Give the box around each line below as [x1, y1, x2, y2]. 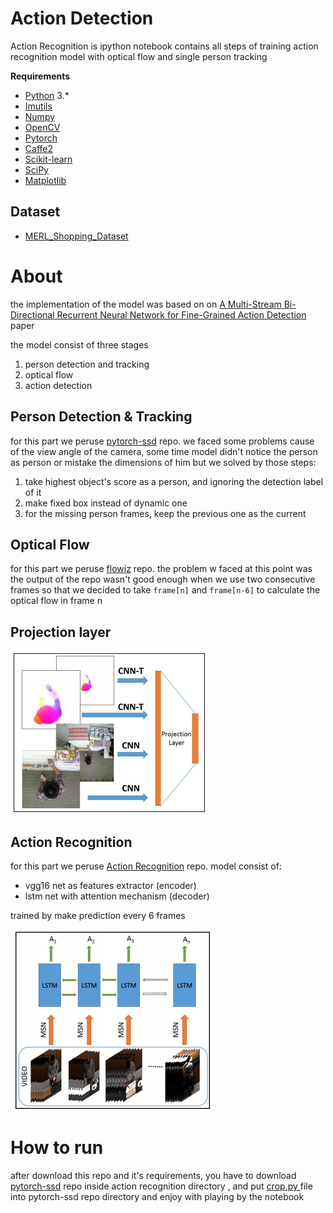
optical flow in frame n [10, 595, 103, 607]
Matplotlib [24, 174, 67, 186]
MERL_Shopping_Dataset [24, 230, 129, 242]
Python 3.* [24, 89, 70, 101]
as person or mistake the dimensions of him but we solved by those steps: [10, 456, 317, 468]
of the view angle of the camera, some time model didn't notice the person [10, 445, 318, 457]
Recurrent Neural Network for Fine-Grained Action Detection [56, 308, 307, 321]
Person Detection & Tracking [10, 408, 193, 426]
